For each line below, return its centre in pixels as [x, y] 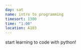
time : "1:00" [19, 24]
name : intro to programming [34, 14]
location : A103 [21, 28]
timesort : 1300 [21, 19]
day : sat [14, 10]
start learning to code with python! [41, 42]
